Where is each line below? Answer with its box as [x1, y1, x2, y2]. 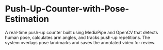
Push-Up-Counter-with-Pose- [5, 3, 130, 14]
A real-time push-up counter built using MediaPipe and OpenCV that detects [5, 29, 158, 35]
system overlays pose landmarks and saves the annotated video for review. [5, 39, 156, 45]
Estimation [5, 13, 49, 25]
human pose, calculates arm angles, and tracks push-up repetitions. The [5, 35, 150, 40]
